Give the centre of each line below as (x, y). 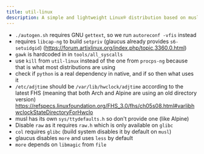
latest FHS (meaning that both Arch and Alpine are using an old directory (106, 93)
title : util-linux (29, 12)
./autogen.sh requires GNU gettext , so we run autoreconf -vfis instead (106, 35)
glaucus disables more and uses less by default (74, 138)
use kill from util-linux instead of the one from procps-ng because (101, 61)
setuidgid (28, 48)
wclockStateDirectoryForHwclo (54, 112)
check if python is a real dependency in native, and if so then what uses (104, 73)
